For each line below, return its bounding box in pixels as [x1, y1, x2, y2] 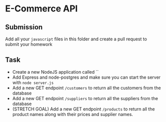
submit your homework [5, 41, 53, 47]
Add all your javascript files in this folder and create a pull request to [5, 36, 148, 42]
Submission [5, 23, 43, 31]
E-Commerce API [5, 3, 78, 14]
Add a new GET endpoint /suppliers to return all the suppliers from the [12, 95, 158, 101]
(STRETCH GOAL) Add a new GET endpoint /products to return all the [12, 106, 155, 112]
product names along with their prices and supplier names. [12, 111, 133, 117]
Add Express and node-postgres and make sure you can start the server [12, 74, 161, 80]
